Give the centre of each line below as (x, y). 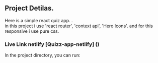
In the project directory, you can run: (43, 55)
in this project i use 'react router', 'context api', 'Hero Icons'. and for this (79, 26)
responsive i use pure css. (32, 31)
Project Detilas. (29, 8)
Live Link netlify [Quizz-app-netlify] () (52, 44)
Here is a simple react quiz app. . (39, 20)
